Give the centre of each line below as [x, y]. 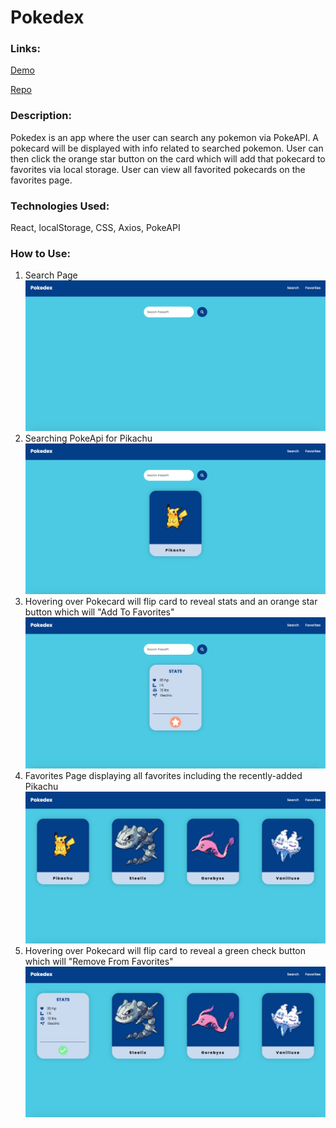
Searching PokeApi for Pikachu [88, 438]
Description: [41, 116]
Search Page [51, 275]
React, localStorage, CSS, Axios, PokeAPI [95, 228]
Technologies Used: [60, 206]
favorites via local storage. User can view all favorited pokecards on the [158, 169]
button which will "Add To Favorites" [99, 612]
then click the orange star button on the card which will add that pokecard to [168, 158]
